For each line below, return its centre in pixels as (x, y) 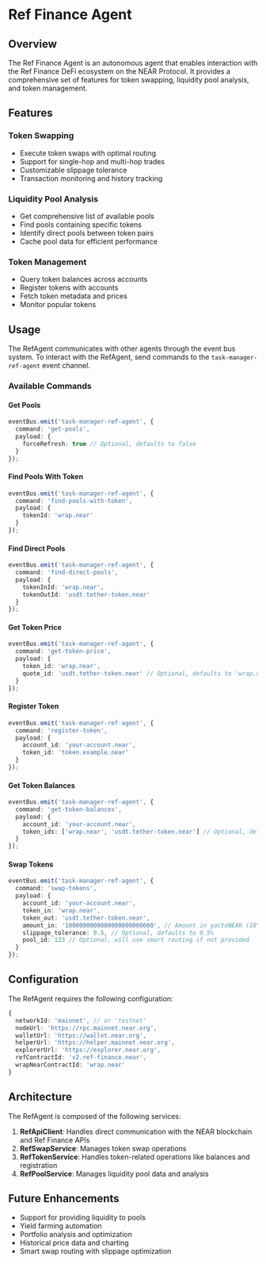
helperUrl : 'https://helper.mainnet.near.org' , (95, 1043)
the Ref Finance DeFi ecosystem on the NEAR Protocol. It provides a (120, 71)
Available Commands (50, 386)
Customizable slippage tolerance (73, 170)
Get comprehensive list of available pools (87, 216)
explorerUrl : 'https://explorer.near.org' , (88, 1050)
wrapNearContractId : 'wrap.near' (70, 1065)
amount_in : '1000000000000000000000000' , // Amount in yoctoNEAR (133, 925)
